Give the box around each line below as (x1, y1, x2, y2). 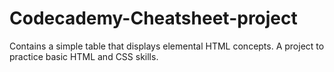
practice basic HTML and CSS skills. (9, 50, 159, 62)
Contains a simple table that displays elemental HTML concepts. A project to (9, 40, 325, 52)
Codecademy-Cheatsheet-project (9, 7, 298, 30)
